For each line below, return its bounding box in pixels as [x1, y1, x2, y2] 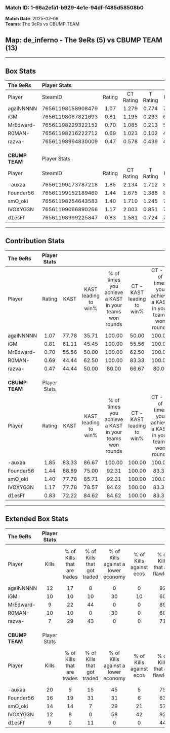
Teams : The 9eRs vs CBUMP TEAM [5, 21, 80, 27]
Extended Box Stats [5, 515, 68, 523]
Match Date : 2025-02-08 [5, 16, 59, 22]
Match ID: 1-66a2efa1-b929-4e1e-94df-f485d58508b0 [5, 4, 144, 11]
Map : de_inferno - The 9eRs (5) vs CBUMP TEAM [5, 36, 163, 44]
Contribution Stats [5, 237, 65, 245]
